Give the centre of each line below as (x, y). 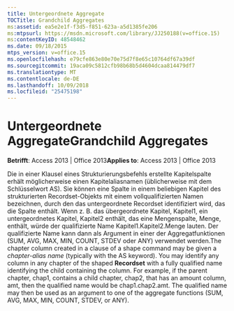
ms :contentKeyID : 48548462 (46, 40)
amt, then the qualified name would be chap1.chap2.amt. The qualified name (117, 285)
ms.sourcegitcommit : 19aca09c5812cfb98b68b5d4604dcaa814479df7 (101, 66)
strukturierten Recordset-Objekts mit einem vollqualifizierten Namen (105, 196)
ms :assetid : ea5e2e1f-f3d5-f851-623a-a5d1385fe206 (82, 27)
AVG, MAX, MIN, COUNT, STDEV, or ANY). (68, 301)
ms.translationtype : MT (42, 72)
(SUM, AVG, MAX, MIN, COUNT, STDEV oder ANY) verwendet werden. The (115, 241)
